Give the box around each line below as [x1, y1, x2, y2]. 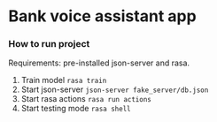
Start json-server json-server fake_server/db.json [20, 84, 209, 95]
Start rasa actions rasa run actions [20, 94, 151, 104]
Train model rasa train [20, 75, 107, 86]
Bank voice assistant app [8, 6, 197, 27]
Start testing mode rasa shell [20, 103, 131, 114]
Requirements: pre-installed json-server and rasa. [8, 57, 190, 68]
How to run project [8, 38, 90, 50]
